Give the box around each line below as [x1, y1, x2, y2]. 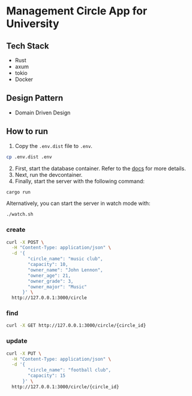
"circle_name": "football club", [28, 367, 112, 373]
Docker [14, 76, 34, 83]
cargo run [6, 189, 31, 195]
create [6, 226, 26, 234]
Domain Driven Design [14, 109, 71, 116]
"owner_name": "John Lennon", [28, 267, 103, 273]
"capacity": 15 [28, 373, 66, 379]
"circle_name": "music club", [28, 256, 103, 262]
